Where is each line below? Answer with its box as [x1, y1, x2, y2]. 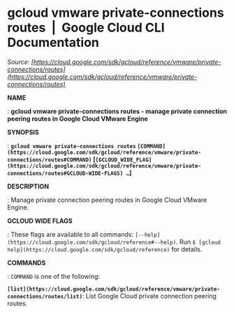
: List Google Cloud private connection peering [82, 291, 217, 300]
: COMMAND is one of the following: [7, 272, 100, 280]
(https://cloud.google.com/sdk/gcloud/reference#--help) [7, 239, 177, 246]
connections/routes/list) [7, 293, 82, 300]
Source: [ [7, 57, 34, 66]
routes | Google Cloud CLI [7, 20, 166, 36]
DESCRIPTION [7, 182, 50, 190]
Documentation [7, 35, 100, 50]
